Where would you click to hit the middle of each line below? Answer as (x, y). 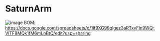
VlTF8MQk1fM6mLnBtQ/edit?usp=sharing (48, 33)
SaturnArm (29, 9)
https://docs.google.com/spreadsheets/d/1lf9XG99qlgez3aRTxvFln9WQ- (80, 27)
